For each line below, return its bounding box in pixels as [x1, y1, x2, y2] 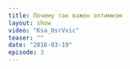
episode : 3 [8, 48, 44, 56]
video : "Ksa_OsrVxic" [8, 26, 80, 34]
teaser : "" [8, 33, 44, 42]
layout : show [8, 19, 52, 27]
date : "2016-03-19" [8, 41, 73, 49]
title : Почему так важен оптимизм [8, 11, 123, 20]
